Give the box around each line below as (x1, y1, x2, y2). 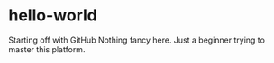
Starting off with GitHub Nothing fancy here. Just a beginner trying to (8, 35, 265, 45)
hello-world (8, 5, 98, 26)
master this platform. (8, 43, 86, 54)
